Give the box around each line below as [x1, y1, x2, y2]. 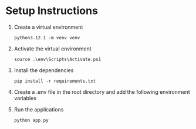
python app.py [13, 117, 49, 123]
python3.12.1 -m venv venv [13, 35, 80, 40]
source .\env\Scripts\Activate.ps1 [13, 56, 102, 62]
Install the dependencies [13, 66, 74, 74]
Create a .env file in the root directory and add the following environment [13, 88, 190, 95]
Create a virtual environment [13, 23, 83, 30]
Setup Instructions [5, 4, 98, 18]
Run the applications [13, 106, 64, 113]
